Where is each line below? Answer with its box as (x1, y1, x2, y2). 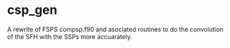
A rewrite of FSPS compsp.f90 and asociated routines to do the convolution (7, 25, 224, 33)
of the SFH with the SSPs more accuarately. (7, 32, 133, 40)
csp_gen (7, 2, 58, 18)
